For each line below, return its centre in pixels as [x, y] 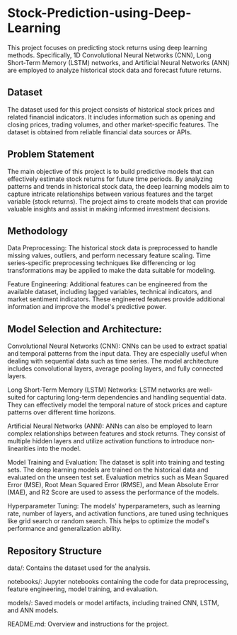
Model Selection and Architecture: [85, 329]
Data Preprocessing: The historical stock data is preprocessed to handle [112, 248]
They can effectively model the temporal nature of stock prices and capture [117, 405]
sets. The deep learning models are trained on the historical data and [108, 470]
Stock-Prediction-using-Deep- [99, 13]
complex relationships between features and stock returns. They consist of [117, 433]
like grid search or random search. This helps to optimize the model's [109, 521]
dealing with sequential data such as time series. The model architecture [113, 361]
